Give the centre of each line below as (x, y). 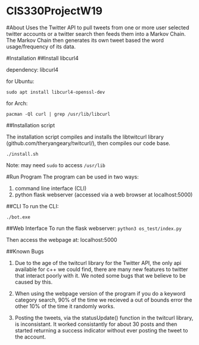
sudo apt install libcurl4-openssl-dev (56, 92)
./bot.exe (18, 217)
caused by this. (33, 282)
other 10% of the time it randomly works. (65, 306)
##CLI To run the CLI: (32, 206)
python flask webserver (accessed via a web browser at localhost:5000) (104, 195)
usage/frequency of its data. (41, 47)
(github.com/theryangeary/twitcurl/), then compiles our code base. (88, 143)
